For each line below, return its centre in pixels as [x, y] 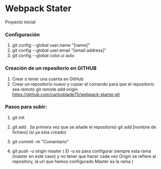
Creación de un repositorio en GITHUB [51, 68]
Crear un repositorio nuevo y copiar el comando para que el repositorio [83, 84]
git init [18, 117]
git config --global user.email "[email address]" [59, 50]
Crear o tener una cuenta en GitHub [48, 79]
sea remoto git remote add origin [45, 89]
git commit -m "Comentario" [40, 141]
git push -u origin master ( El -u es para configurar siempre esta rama [81, 151]
